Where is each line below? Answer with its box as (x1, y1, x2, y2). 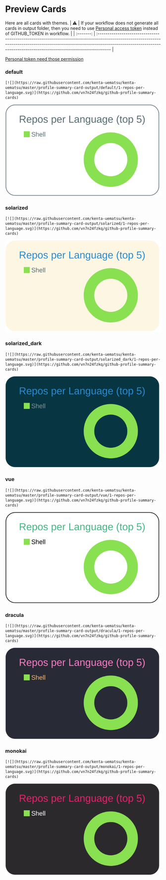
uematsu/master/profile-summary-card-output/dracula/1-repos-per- (5, 628, 145, 634)
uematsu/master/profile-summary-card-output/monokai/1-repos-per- (5, 765, 145, 770)
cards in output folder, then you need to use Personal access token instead (5, 25, 158, 31)
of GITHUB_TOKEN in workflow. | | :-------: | (5, 30, 96, 36)
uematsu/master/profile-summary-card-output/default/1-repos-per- (5, 86, 145, 91)
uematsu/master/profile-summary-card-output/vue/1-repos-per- (5, 492, 136, 498)
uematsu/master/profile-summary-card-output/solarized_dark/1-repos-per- (5, 357, 161, 362)
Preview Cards (5, 3, 67, 15)
